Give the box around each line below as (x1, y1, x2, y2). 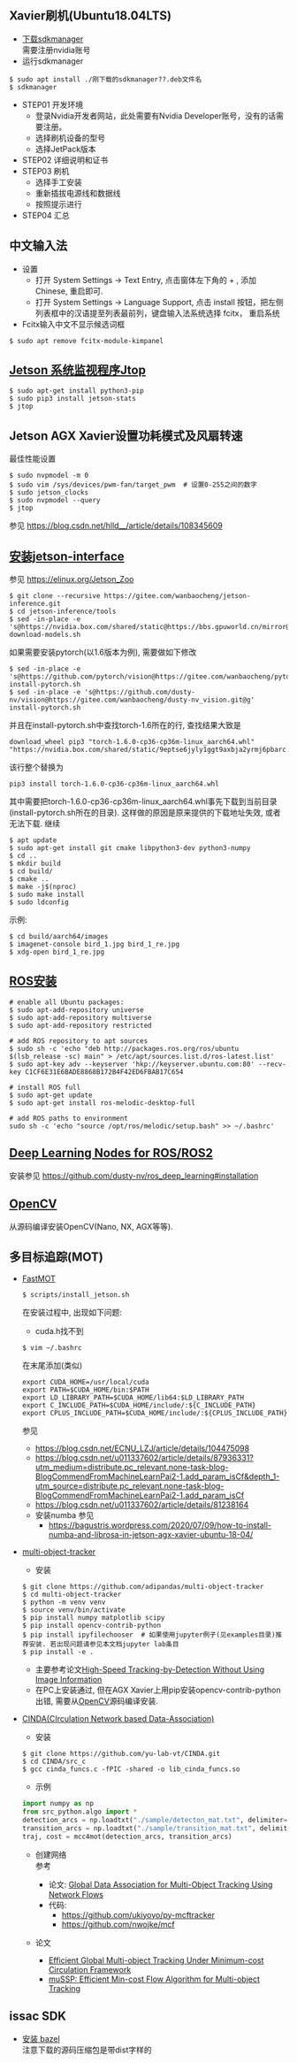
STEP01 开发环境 (21, 99, 84, 110)
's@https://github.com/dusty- (84, 688, 196, 697)
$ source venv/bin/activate (21, 1606, 126, 1614)
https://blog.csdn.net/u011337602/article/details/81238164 (34, 1499, 249, 1510)
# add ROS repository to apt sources (9, 1036, 148, 1046)
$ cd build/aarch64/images (9, 932, 109, 941)
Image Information (34, 1675, 103, 1685)
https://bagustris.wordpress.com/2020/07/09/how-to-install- (48, 1520, 272, 1530)
